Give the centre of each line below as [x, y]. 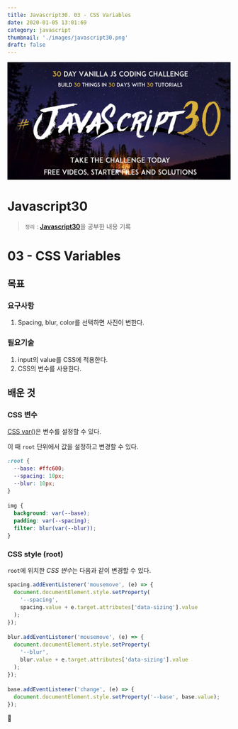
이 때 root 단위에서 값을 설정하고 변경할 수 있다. [73, 446]
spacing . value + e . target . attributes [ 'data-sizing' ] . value [109, 607]
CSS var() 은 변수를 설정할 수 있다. [54, 432]
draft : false [27, 45]
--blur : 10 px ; [34, 483]
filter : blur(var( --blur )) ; [55, 529]
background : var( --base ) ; [52, 514]
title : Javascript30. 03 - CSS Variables [69, 15]
